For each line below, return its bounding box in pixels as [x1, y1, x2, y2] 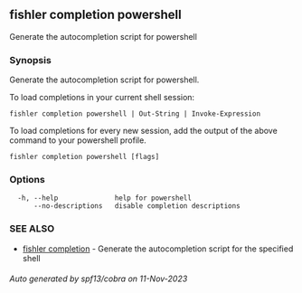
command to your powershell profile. [9, 135, 146, 146]
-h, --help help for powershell [17, 194, 193, 203]
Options [9, 174, 45, 186]
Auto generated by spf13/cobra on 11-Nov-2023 [9, 273, 188, 284]
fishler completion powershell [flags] [9, 153, 160, 162]
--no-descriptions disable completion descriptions [33, 202, 241, 211]
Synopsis [9, 53, 52, 66]
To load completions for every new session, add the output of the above [9, 126, 278, 137]
